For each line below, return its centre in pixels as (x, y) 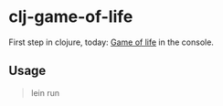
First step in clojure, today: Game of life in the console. (111, 42)
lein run (45, 92)
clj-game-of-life (71, 17)
